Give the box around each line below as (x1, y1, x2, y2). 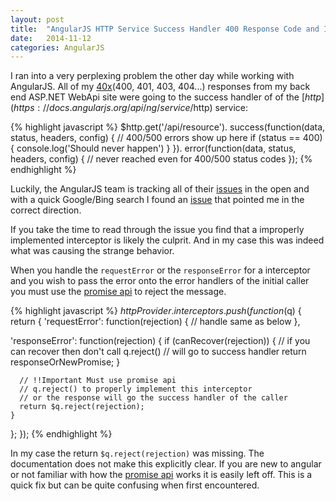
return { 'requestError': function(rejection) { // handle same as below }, (10, 316, 301, 328)
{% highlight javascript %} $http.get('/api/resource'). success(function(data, (10, 121, 326, 133)
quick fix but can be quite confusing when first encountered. (10, 479, 260, 491)
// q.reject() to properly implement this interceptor (19, 384, 253, 395)
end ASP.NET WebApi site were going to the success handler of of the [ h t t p (10, 91, 322, 103)
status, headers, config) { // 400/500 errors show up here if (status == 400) (10, 132, 323, 144)
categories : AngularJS (10, 42, 105, 53)
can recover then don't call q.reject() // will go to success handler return (10, 346, 307, 358)
